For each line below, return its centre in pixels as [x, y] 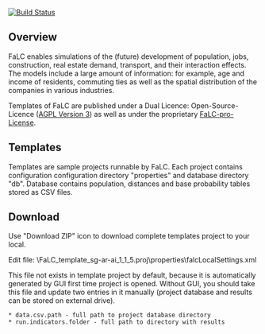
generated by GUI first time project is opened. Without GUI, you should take [132, 284]
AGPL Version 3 [64, 114]
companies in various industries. [61, 90]
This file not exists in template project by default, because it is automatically [132, 275]
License [21, 122]
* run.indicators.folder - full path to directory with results [117, 322]
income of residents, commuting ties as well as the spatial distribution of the [133, 82]
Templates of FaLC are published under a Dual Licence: [99, 105]
